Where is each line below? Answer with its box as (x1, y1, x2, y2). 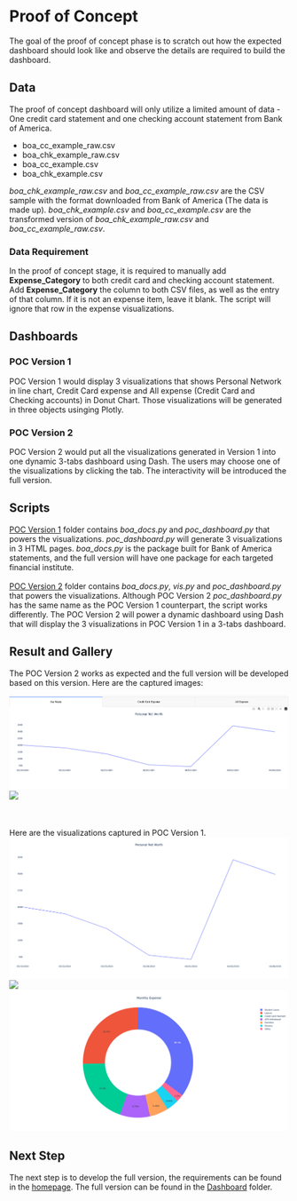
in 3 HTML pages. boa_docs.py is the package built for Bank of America (9, 543, 272, 553)
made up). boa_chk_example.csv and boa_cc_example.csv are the (9, 204, 252, 215)
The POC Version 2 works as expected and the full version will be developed (9, 668, 289, 679)
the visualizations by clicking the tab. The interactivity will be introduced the (9, 465, 287, 476)
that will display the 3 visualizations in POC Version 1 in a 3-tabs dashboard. (9, 618, 286, 629)
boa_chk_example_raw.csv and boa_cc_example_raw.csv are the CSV (9, 185, 265, 196)
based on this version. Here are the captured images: (9, 677, 204, 688)
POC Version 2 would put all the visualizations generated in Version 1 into (9, 447, 277, 457)
